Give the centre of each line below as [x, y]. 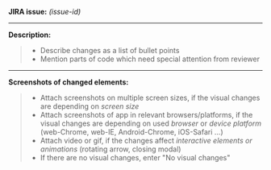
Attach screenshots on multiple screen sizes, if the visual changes [150, 97]
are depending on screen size [90, 106]
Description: [29, 35]
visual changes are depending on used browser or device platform [151, 123]
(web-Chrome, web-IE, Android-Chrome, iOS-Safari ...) [131, 132]
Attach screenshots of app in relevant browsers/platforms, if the [146, 115]
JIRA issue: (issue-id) [45, 12]
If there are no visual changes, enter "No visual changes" [135, 158]
